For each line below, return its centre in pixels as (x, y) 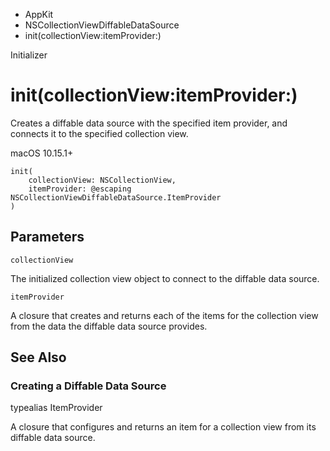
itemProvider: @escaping (80, 189)
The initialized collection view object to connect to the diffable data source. (165, 278)
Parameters (47, 237)
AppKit (39, 14)
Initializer (29, 55)
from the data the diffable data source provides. (109, 326)
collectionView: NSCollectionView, (102, 180)
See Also (38, 357)
